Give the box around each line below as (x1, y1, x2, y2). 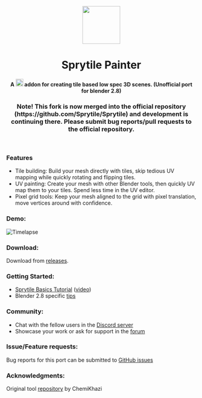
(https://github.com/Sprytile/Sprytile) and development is (14, 109, 189, 118)
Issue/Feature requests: (6, 342, 78, 351)
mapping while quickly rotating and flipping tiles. (14, 174, 136, 181)
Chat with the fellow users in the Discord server (14, 321, 134, 329)
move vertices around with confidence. (14, 199, 113, 207)
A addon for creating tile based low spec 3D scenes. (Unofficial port (10, 80, 193, 88)
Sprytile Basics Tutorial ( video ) (14, 286, 92, 293)
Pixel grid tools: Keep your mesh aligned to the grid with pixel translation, (14, 193, 197, 201)
